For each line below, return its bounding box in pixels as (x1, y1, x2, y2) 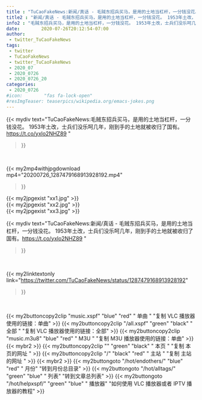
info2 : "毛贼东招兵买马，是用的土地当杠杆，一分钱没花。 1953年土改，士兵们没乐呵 (6, 20, 192, 26)
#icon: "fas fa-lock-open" (6, 93, 93, 99)
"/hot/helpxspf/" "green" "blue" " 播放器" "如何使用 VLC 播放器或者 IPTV (6, 380, 186, 387)
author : (6, 31, 26, 37)
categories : (6, 82, 36, 88)
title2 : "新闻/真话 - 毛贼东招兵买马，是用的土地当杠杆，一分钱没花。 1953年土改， (6, 14, 197, 20)
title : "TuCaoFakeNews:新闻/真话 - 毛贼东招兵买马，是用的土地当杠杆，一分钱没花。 (6, 8, 200, 15)
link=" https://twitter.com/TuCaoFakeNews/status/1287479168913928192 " (6, 276, 188, 283)
